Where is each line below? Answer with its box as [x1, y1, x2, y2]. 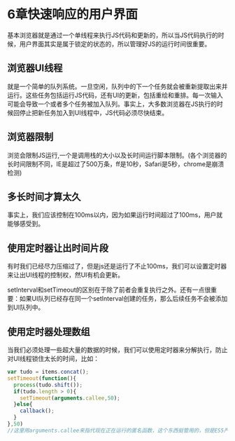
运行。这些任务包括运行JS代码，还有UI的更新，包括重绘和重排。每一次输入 [7, 90, 224, 99]
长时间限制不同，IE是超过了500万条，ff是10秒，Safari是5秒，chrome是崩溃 [7, 159, 225, 168]
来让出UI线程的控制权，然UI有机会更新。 [7, 271, 124, 279]
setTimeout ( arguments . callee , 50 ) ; [20, 394, 120, 402]
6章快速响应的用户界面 [7, 6, 138, 22]
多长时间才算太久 [7, 191, 81, 203]
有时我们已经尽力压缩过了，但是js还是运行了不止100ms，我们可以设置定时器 [7, 262, 227, 271]
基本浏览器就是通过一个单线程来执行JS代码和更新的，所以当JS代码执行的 [7, 31, 218, 39]
